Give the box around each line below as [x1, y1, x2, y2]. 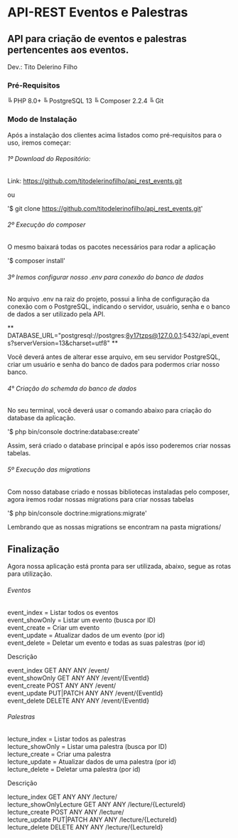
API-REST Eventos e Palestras [7, 4, 188, 21]
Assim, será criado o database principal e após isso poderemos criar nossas [7, 441, 231, 450]
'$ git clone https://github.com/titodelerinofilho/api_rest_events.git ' [7, 204, 203, 212]
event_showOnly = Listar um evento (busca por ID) [7, 616, 156, 624]
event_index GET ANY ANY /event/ [7, 666, 109, 674]
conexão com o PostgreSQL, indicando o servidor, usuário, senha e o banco [7, 302, 231, 311]
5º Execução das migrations [7, 465, 91, 474]
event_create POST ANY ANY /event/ [7, 681, 117, 690]
